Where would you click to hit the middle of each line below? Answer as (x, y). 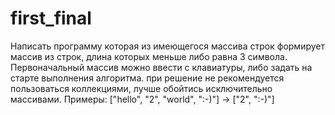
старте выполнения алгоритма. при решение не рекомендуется (147, 78)
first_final (51, 18)
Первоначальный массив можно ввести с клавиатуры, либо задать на (161, 67)
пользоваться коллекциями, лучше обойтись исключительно (141, 88)
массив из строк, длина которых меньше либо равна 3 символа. (149, 56)
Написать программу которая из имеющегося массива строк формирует (168, 46)
